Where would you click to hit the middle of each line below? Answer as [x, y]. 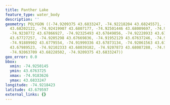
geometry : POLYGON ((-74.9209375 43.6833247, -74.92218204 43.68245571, [83, 24]
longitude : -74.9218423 [30, 85]
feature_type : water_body [32, 15]
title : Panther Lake [27, 10]
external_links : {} [26, 94]
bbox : [11, 62]
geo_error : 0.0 [21, 57]
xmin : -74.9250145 [29, 66]
